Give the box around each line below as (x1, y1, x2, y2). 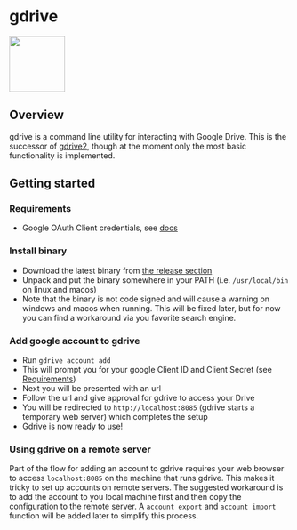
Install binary (9, 245, 68, 257)
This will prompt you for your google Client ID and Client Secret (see (21, 365, 273, 375)
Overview (9, 108, 65, 123)
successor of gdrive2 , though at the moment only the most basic (9, 141, 247, 151)
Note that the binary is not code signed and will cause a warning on (21, 293, 269, 304)
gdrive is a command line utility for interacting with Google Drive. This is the (9, 131, 287, 141)
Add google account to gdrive (9, 334, 140, 347)
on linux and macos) (21, 284, 97, 294)
